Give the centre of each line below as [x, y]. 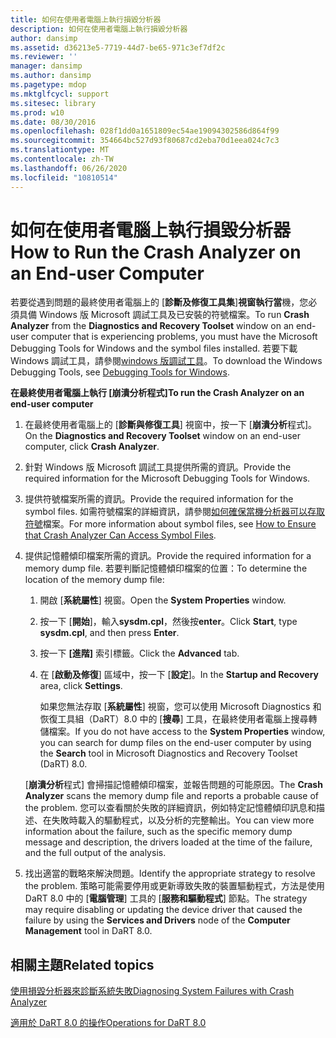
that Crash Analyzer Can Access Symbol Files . [120, 535]
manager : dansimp [46, 66]
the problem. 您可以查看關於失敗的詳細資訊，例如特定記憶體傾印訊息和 [170, 808]
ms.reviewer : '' [44, 57]
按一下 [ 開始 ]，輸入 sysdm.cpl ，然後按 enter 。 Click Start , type [168, 622]
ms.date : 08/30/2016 [53, 122]
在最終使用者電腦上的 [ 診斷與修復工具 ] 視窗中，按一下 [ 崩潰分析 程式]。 [171, 425]
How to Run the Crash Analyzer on [156, 252]
